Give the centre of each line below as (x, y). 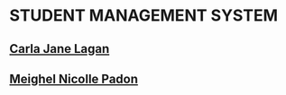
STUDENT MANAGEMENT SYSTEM (143, 16)
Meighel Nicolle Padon (74, 78)
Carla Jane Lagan (60, 49)
